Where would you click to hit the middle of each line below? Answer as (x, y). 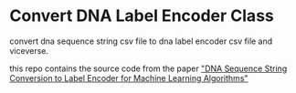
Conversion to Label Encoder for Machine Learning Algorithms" (129, 77)
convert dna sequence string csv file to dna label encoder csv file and (141, 41)
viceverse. (29, 50)
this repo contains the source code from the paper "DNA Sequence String (148, 68)
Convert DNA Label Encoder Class (142, 16)
